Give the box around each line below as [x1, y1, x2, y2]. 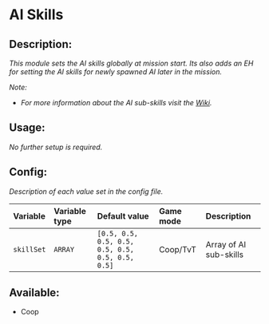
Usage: [9, 121, 46, 135]
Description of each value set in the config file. [9, 186, 164, 196]
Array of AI [205, 239, 247, 250]
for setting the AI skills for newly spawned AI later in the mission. [9, 67, 223, 77]
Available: [9, 286, 60, 300]
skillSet [13, 245, 46, 254]
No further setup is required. [9, 142, 103, 152]
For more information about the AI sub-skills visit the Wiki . [20, 98, 212, 107]
